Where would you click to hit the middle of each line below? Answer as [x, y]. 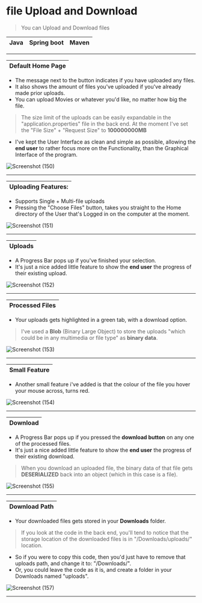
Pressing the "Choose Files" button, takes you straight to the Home [98, 207]
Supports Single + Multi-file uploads [60, 201]
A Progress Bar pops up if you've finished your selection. [85, 260]
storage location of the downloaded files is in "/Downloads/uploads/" [106, 539]
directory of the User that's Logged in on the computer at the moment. [102, 214]
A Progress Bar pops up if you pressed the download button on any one [104, 437]
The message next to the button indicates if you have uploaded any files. [105, 80]
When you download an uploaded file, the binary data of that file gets [107, 468]
